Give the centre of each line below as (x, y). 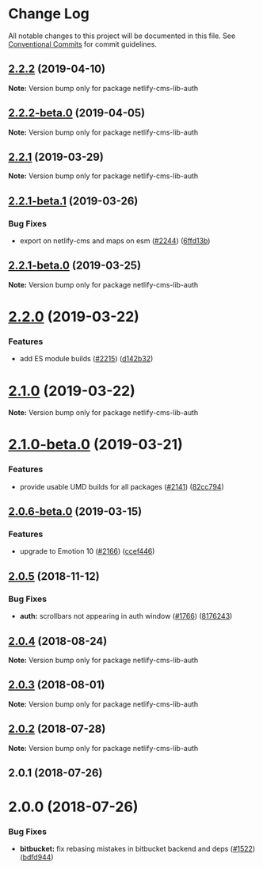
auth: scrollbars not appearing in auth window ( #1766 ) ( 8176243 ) (126, 616)
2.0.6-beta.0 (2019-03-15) (75, 512)
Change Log (49, 14)
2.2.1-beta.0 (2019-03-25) (74, 266)
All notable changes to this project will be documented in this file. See (122, 36)
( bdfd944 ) (36, 857)
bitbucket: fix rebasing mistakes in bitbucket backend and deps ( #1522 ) (137, 849)
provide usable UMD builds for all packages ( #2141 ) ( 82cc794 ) (122, 486)
